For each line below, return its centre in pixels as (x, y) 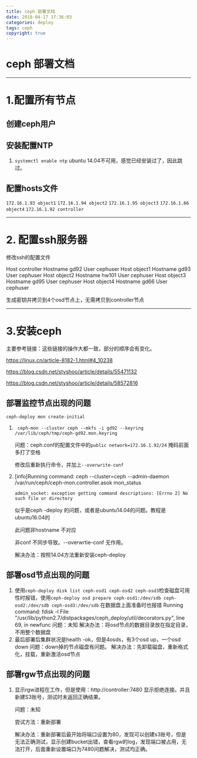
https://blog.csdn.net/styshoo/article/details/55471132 (72, 372)
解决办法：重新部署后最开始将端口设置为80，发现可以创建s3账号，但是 (100, 734)
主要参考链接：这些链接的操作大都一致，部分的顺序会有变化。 (81, 349)
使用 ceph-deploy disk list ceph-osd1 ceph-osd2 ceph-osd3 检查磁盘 (97, 590)
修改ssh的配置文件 (28, 257)
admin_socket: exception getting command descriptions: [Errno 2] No (101, 493)
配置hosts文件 (32, 188)
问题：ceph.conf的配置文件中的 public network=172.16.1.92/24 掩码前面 (102, 445)
